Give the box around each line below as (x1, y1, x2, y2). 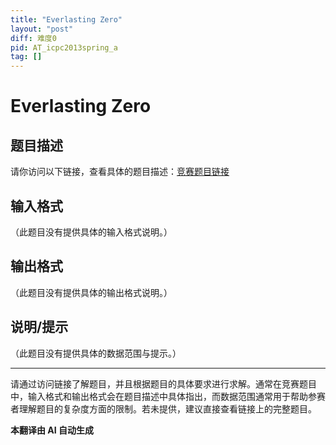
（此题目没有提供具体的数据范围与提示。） (10, 347, 182, 359)
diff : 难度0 (10, 33, 57, 43)
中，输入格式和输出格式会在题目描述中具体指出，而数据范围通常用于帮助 (10, 390, 308, 402)
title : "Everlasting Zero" (10, 14, 123, 25)
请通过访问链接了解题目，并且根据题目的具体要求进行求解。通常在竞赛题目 (10, 377, 317, 390)
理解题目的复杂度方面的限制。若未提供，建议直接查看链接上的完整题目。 (18, 402, 317, 415)
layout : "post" (10, 24, 74, 34)
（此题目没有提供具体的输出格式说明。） (10, 286, 173, 298)
